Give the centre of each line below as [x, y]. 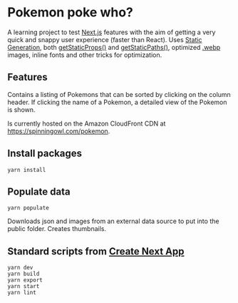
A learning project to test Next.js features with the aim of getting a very [112, 32]
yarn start [24, 287]
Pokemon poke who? [70, 12]
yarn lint [22, 293]
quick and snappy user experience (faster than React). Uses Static [105, 39]
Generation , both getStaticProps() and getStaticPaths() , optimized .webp [114, 47]
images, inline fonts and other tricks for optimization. [85, 55]
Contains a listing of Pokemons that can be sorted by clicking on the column [119, 94]
